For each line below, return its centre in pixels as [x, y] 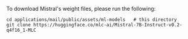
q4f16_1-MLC [21, 30]
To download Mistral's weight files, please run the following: [81, 9]
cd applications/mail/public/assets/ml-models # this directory [92, 20]
